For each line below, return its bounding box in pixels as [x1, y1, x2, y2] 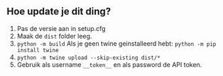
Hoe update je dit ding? [6, 6, 111, 18]
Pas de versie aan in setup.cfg [16, 24, 106, 32]
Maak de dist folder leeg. [16, 32, 92, 40]
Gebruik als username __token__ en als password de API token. [16, 60, 202, 69]
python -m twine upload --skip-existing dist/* [16, 54, 161, 61]
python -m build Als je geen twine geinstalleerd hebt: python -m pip [16, 39, 217, 48]
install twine [16, 46, 59, 53]
